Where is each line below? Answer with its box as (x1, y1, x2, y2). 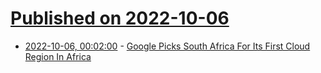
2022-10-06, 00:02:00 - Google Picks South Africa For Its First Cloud (24, 40, 311, 52)
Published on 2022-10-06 (10, 7, 230, 30)
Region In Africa (24, 50, 92, 62)
